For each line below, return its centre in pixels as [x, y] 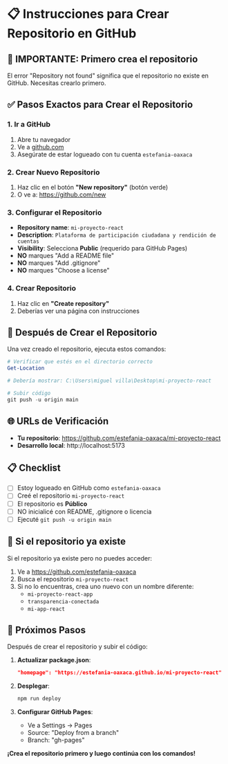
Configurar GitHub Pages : [55, 712]
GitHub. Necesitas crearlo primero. [57, 83]
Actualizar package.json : [54, 660]
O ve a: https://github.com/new [61, 194]
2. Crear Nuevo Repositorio [54, 172]
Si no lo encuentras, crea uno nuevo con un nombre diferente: [105, 586]
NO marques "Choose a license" [63, 271]
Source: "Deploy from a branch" [73, 733]
